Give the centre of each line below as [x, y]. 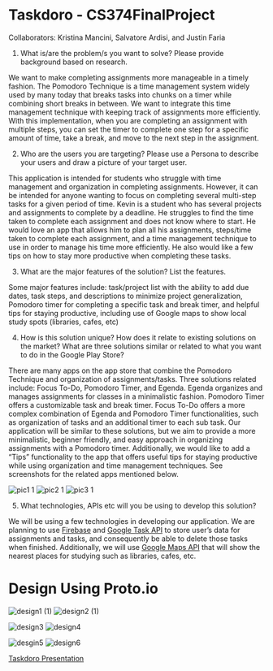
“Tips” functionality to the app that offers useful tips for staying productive [133, 457]
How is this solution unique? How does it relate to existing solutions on [138, 337]
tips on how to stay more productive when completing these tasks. [120, 255]
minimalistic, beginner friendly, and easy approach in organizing [116, 439]
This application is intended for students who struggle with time [115, 178]
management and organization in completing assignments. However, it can [133, 186]
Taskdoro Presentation [46, 658]
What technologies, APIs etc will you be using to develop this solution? [138, 505]
